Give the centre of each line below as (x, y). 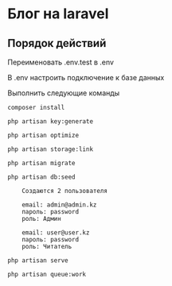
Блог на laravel (58, 14)
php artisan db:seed (42, 177)
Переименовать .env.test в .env (61, 62)
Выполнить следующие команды (64, 93)
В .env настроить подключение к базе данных (86, 77)
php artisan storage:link (50, 149)
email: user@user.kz (56, 233)
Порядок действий (57, 43)
